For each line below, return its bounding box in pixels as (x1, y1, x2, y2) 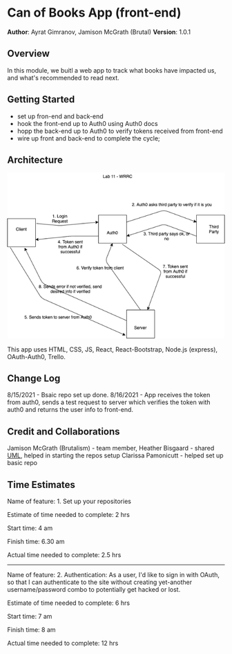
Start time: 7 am (7, 612, 52, 621)
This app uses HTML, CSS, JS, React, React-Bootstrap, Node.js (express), (7, 345, 218, 354)
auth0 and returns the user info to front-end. (7, 406, 133, 414)
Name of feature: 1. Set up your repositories (7, 497, 131, 506)
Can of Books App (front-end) (7, 5, 182, 21)
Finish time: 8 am (7, 626, 57, 634)
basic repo (7, 459, 38, 467)
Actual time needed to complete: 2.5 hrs (7, 551, 122, 559)
